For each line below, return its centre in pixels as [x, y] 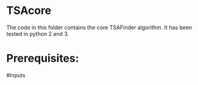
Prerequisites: [43, 59]
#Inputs [16, 75]
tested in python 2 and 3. [38, 33]
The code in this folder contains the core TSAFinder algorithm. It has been [99, 27]
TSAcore [29, 11]
